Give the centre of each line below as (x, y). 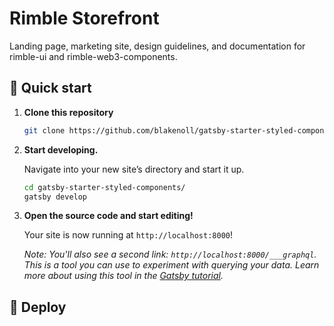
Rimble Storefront (84, 18)
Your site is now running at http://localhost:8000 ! (128, 235)
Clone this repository (68, 112)
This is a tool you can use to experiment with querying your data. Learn (171, 265)
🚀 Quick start (50, 88)
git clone (44, 130)
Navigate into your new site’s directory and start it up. (134, 169)
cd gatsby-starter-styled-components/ (104, 187)
